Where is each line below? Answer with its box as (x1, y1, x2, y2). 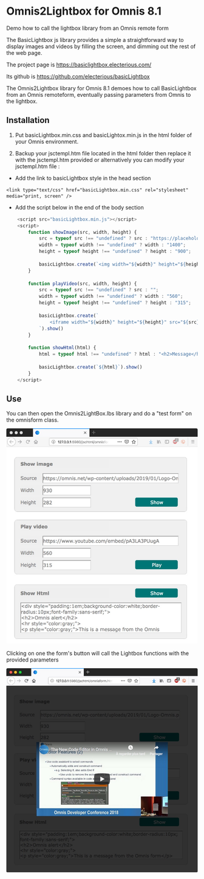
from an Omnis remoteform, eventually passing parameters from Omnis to (6, 91, 191, 98)
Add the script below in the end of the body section (15, 203, 144, 211)
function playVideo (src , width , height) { (28, 280, 137, 287)
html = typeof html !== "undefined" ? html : (38, 351, 156, 358)
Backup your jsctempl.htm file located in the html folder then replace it (15, 149, 191, 157)
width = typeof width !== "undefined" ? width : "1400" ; (38, 242, 186, 248)
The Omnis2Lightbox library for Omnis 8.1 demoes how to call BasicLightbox (6, 84, 197, 92)
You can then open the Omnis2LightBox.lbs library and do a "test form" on (6, 410, 192, 417)
